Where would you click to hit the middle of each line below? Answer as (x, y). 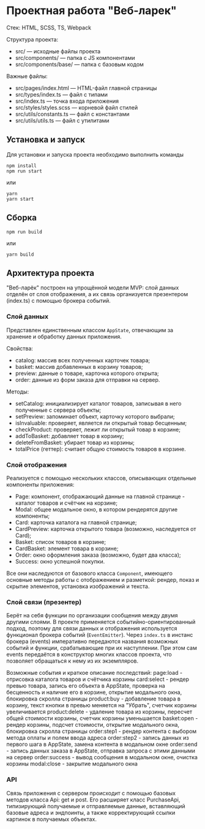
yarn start (20, 199)
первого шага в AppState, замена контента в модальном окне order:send (102, 745)
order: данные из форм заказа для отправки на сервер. (88, 379)
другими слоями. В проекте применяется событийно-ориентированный (101, 622)
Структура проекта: (32, 39)
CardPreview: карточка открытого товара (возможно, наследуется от (106, 529)
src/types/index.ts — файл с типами (61, 94)
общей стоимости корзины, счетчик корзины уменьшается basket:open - (102, 718)
